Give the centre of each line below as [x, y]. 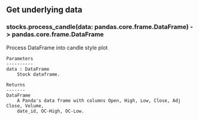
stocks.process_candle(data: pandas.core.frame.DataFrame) [97, 27]
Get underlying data [44, 10]
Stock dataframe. [39, 74]
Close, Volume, [25, 106]
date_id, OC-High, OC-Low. [51, 111]
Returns [16, 85]
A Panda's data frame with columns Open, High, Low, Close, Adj [99, 100]
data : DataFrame [28, 69]
